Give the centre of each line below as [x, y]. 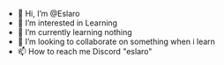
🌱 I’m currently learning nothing [75, 32]
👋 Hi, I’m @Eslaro [49, 14]
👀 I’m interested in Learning [67, 23]
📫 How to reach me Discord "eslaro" [85, 51]
